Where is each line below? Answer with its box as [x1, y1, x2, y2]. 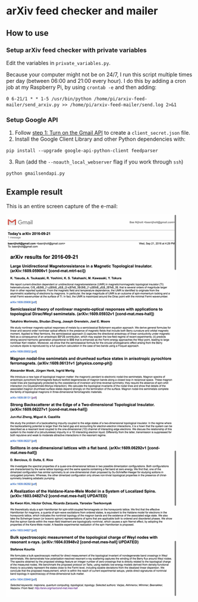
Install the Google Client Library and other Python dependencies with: [14, 135, 186, 143]
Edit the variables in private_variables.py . [6, 59, 111, 66]
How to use [6, 28, 49, 38]
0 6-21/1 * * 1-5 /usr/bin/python [6, 95, 92, 102]
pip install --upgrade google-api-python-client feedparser [6, 148, 159, 154]
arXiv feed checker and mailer [6, 4, 158, 18]
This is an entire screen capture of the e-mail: [6, 202, 118, 209]
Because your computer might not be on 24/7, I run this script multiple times [6, 70, 193, 78]
